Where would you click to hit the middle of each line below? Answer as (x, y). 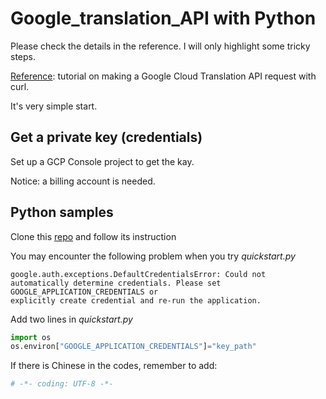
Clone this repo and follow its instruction (93, 236)
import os (31, 337)
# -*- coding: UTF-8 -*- (62, 384)
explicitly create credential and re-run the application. (136, 300)
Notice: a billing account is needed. (83, 181)
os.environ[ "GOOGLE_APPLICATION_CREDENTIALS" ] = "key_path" (133, 347)
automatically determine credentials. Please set (116, 283)
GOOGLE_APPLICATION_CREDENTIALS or (84, 292)
